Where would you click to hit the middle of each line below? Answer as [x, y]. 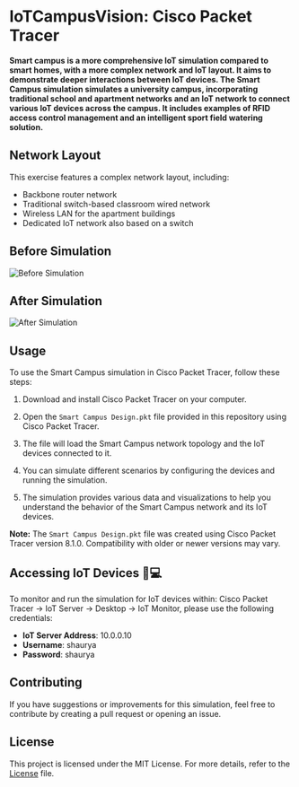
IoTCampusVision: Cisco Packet [131, 17]
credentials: [31, 618]
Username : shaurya [59, 645]
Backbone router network [70, 194]
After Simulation [56, 301]
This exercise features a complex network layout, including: [119, 177]
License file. [32, 773]
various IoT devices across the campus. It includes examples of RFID [140, 108]
